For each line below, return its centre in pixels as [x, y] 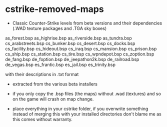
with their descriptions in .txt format [42, 74]
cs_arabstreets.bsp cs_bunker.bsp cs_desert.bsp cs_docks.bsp [70, 43]
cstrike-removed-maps [54, 9]
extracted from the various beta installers [55, 84]
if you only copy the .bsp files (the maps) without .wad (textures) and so [87, 93]
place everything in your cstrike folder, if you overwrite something [80, 108]
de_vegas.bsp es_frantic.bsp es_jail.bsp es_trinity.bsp [60, 64]
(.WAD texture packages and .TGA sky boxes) [59, 28]
